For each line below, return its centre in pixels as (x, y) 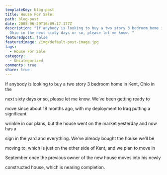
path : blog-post (22, 19)
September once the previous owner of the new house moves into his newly (83, 158)
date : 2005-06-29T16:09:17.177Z (39, 24)
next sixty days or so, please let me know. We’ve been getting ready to (78, 99)
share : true (17, 70)
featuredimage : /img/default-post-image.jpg (52, 42)
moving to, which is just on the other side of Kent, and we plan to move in (80, 148)
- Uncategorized (26, 61)
